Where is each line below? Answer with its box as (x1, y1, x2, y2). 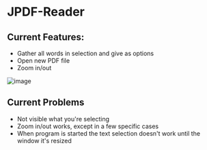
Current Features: (7, 31, 85, 43)
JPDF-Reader (7, 4, 85, 20)
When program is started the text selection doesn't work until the (16, 129, 200, 137)
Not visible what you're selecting (16, 115, 110, 123)
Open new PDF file (16, 57, 70, 65)
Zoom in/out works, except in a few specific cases (16, 122, 159, 130)
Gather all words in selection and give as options (16, 49, 154, 57)
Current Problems (7, 97, 85, 108)
